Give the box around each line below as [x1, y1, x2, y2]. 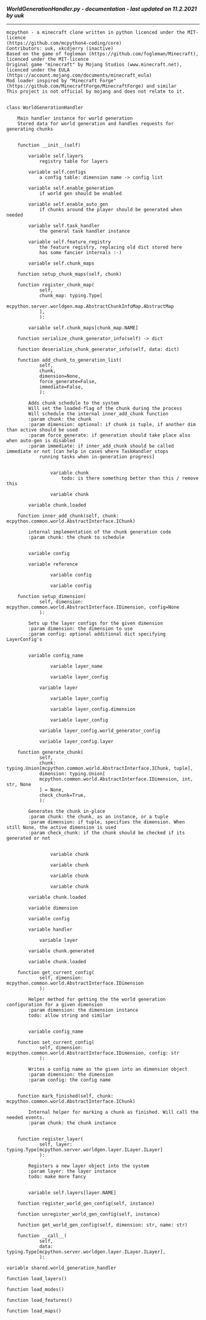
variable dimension [28, 905, 78, 911]
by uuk [6, 12, 25, 19]
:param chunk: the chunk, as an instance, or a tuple [28, 813, 169, 820]
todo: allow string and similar [28, 1012, 112, 1019]
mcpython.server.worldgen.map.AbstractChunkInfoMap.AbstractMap [6, 303, 174, 309]
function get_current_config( [17, 969, 95, 976]
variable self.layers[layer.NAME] [28, 1190, 116, 1196]
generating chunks [6, 126, 53, 132]
